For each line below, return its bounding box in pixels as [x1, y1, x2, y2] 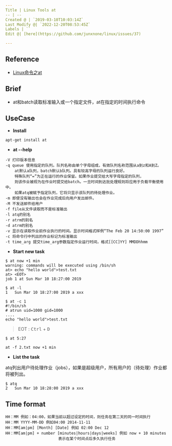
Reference [5, 55, 40, 64]
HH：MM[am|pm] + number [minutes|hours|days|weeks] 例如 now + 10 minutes [5, 431, 166, 436]
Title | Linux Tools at [5, 7, 56, 13]
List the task [12, 354, 40, 360]
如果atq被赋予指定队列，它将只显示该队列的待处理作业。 [14, 190, 117, 195]
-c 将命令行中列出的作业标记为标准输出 [5, 234, 78, 239]
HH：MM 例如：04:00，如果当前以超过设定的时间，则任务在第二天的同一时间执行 [5, 415, 151, 420]
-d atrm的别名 [5, 223, 33, 228]
